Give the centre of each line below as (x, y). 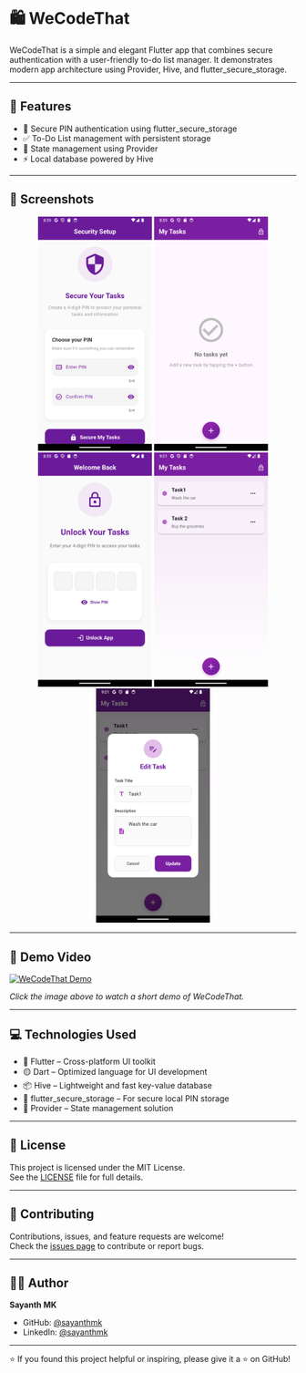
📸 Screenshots (52, 199)
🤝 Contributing (52, 1214)
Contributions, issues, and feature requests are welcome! (117, 1236)
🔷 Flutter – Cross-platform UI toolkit (89, 1061)
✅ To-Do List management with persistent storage (117, 138)
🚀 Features (41, 107)
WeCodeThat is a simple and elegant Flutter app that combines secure (141, 50)
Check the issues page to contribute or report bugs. (107, 1245)
